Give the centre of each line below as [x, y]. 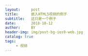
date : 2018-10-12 [29, 23]
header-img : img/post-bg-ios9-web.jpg [44, 32]
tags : [10, 41]
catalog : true [19, 37]
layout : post [22, 9]
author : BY [20, 28]
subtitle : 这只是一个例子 [31, 19]
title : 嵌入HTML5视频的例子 [36, 14]
